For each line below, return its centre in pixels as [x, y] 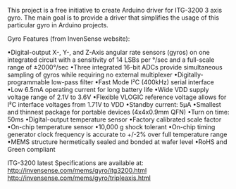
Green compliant [31, 149]
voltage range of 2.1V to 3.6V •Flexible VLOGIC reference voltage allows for [117, 97]
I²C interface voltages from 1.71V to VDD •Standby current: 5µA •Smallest [114, 104]
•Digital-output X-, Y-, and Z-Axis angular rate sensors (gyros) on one [108, 52]
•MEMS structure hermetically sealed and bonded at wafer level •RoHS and [117, 142]
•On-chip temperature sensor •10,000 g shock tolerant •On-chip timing [111, 127]
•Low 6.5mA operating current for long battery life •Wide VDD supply [108, 90]
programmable [29, 82]
